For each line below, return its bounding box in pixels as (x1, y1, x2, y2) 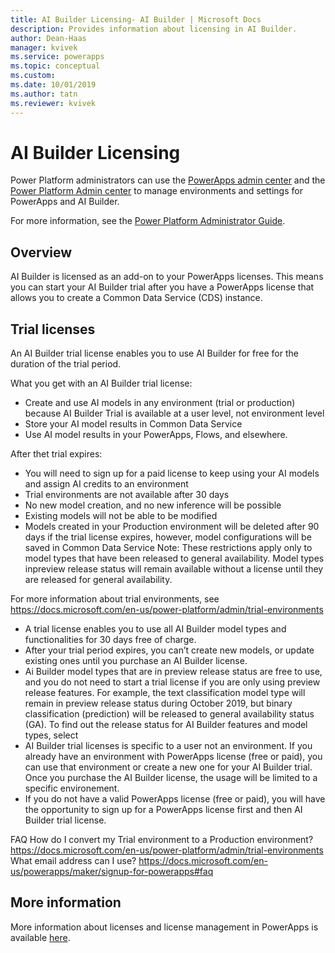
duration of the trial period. (10, 358, 122, 370)
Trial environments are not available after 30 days (24, 489, 230, 501)
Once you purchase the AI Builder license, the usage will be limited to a (24, 772, 318, 784)
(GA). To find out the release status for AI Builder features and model (24, 719, 308, 731)
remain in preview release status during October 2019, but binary (24, 697, 293, 710)
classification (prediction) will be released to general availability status (24, 708, 315, 720)
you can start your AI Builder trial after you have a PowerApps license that (10, 281, 315, 293)
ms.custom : (10, 71, 56, 81)
